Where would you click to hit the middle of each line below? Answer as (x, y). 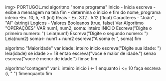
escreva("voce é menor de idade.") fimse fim (51, 59)
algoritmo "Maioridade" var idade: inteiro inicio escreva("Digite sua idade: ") (83, 48)
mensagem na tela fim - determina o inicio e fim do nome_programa (91, 12)
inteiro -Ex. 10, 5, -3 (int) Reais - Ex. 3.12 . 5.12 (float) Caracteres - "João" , (81, 18)
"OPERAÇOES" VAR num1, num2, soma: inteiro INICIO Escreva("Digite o (79, 28)
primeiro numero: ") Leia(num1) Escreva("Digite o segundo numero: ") (77, 33)
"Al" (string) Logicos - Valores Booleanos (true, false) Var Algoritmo (74, 23)
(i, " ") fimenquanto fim (29, 73)
